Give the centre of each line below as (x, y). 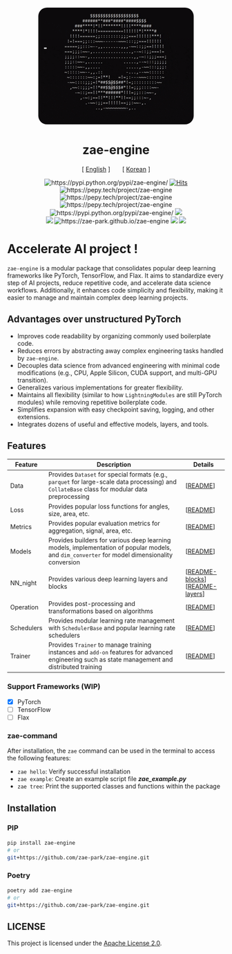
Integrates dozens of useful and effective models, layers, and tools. (113, 424)
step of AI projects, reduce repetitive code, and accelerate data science (109, 283)
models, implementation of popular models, (109, 548)
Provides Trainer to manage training (100, 645)
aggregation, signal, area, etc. (90, 531)
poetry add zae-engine (40, 890)
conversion (64, 562)
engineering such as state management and (110, 659)
